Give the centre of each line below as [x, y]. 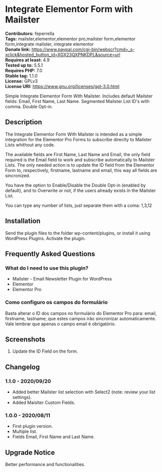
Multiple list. [25, 432]
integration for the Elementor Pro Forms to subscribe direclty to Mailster [79, 139]
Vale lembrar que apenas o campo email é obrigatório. [60, 324]
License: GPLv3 [22, 81]
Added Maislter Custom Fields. [44, 403]
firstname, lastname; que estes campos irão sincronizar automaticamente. [81, 318]
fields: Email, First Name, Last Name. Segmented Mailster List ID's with [77, 101]
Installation [23, 221]
